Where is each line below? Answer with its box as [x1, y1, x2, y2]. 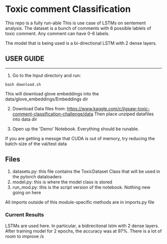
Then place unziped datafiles [94, 111, 154, 117]
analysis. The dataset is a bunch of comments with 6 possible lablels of [5, 25, 152, 31]
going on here [12, 189, 41, 195]
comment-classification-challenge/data [12, 111, 93, 117]
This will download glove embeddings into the [5, 90, 99, 96]
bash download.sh [5, 82, 41, 87]
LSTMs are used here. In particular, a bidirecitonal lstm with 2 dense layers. [5, 223, 159, 229]
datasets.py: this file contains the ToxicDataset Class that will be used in [12, 168, 161, 174]
